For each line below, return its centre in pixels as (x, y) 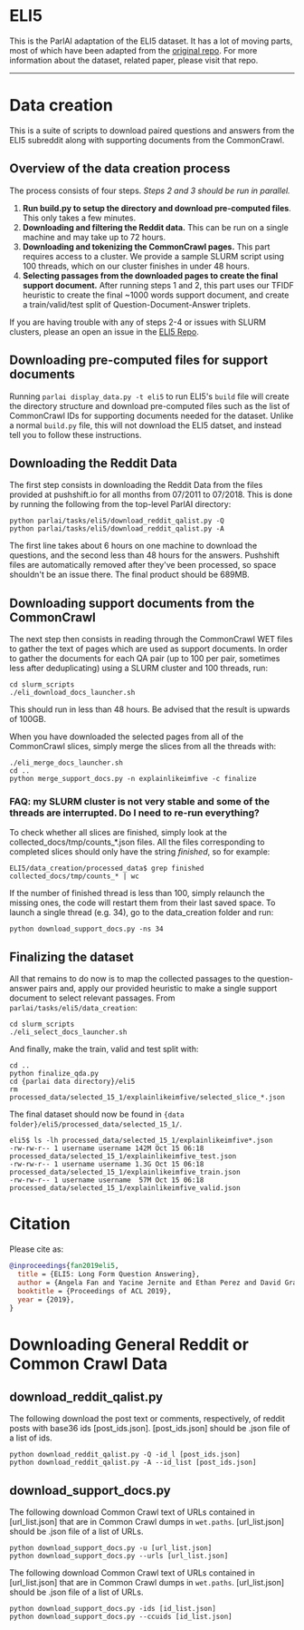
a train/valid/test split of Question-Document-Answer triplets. (136, 304)
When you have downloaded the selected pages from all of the (127, 737)
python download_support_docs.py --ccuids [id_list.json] (121, 1617)
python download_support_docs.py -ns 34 (87, 929)
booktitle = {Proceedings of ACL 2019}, (95, 1291)
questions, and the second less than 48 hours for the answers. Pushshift (145, 555)
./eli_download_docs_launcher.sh (72, 693)
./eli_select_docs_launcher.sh (68, 1032)
